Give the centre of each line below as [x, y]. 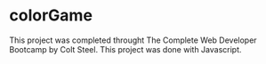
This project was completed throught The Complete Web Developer [133, 40]
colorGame [51, 16]
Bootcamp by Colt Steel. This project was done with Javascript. [125, 49]
